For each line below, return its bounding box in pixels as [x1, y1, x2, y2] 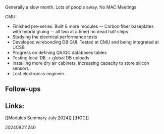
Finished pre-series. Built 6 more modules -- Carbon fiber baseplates [12, 23, 154, 29]
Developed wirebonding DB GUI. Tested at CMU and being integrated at [12, 39, 159, 45]
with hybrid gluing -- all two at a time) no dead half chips [12, 29, 129, 34]
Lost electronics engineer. [12, 71, 66, 76]
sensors [12, 65, 29, 71]
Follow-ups [5, 85, 41, 93]
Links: [5, 101, 25, 110]
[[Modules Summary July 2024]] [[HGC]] [5, 115, 89, 121]
